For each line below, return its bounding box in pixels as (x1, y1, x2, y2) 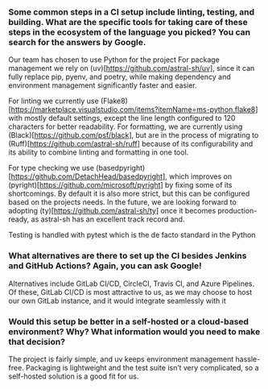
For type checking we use (8, 163, 95, 173)
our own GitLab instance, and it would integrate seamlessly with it (8, 296, 227, 305)
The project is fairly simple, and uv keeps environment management (8, 354, 234, 364)
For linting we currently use (8, 96, 99, 106)
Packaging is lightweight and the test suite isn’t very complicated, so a (25, 362, 259, 372)
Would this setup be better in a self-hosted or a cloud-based (8, 316, 249, 327)
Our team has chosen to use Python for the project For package (8, 55, 220, 64)
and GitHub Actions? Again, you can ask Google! (8, 260, 203, 271)
